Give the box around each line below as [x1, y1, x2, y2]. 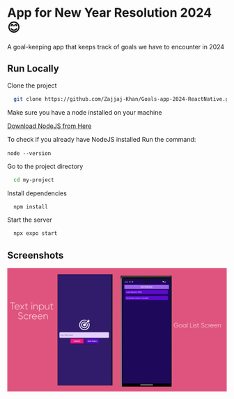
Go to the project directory [7, 162, 84, 170]
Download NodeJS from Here [7, 122, 92, 130]
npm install [13, 203, 49, 210]
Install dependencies [7, 189, 68, 197]
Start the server [7, 215, 52, 224]
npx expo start [13, 230, 58, 237]
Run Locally [7, 63, 59, 74]
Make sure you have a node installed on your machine [7, 108, 162, 116]
